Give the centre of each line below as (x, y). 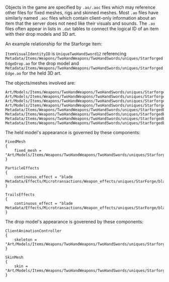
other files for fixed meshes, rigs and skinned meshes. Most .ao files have (82, 13)
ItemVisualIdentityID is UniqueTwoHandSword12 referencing (66, 53)
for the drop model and (55, 63)
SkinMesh (14, 257)
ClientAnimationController (33, 231)
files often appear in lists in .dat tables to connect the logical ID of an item (82, 29)
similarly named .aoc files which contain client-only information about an (80, 18)
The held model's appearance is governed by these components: (73, 132)
